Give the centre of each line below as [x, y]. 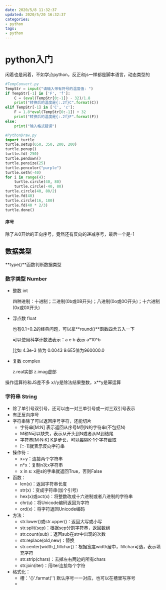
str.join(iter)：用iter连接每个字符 [53, 565]
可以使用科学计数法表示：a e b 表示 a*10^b [56, 339]
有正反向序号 [25, 415]
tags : [11, 29]
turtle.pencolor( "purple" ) [33, 168]
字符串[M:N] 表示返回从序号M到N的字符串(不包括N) [73, 427]
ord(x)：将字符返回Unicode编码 [52, 509]
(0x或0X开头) [26, 308]
